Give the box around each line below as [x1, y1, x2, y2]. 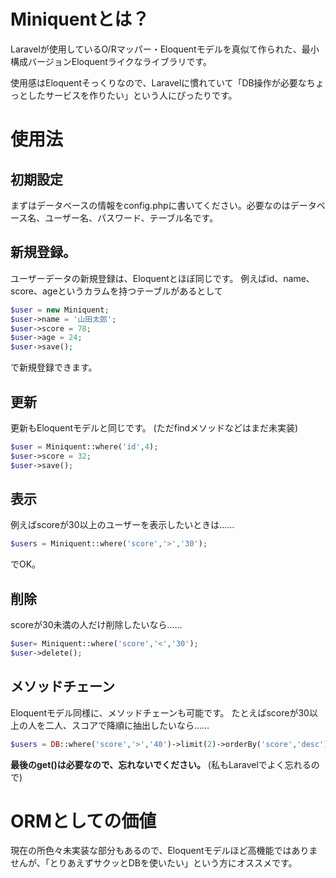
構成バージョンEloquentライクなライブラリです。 [10, 55, 213, 67]
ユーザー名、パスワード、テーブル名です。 [44, 211, 219, 224]
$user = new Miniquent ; [10, 305, 110, 315]
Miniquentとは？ [10, 8, 150, 31]
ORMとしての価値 [10, 810, 157, 832]
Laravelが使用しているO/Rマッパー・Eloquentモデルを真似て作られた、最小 [10, 43, 320, 55]
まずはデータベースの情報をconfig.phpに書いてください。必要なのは [10, 199, 291, 211]
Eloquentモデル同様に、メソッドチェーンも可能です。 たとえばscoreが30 [10, 706, 310, 719]
